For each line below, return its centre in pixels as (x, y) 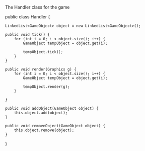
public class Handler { (28, 17)
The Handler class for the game (37, 7)
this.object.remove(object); (44, 130)
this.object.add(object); (41, 113)
